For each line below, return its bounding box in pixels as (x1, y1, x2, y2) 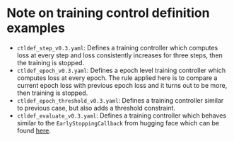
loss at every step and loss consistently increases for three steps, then (16, 51, 223, 60)
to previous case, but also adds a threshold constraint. (16, 103, 176, 112)
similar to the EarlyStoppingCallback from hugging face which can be (16, 118, 220, 127)
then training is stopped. (16, 89, 88, 97)
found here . (16, 126, 51, 135)
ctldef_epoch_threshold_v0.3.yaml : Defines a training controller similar (16, 96, 224, 104)
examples (6, 20, 65, 36)
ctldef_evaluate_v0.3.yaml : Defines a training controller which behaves (16, 111, 227, 120)
